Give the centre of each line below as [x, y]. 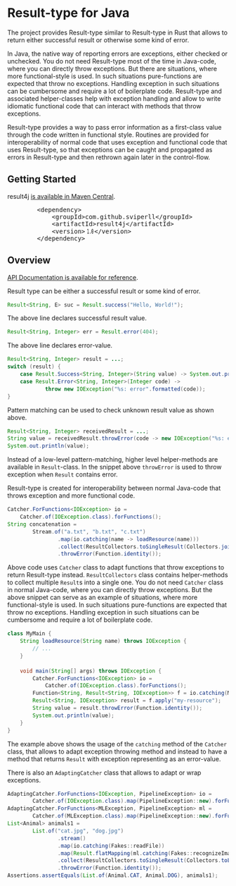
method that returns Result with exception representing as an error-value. [114, 758]
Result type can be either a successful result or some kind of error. [104, 291]
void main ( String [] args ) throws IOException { [91, 671]
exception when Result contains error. [63, 474]
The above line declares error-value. [60, 345]
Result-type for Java [68, 13]
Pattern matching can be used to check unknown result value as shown [111, 410]
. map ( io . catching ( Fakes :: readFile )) [111, 846]
